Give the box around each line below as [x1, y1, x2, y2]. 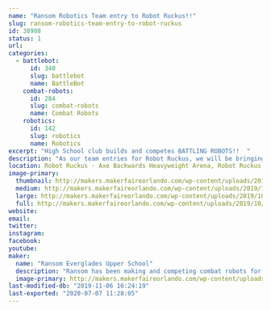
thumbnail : [15, 177, 52, 186]
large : [15, 191, 38, 200]
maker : [8, 252, 31, 260]
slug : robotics [29, 132, 81, 140]
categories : [8, 49, 48, 57]
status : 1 [8, 34, 42, 43]
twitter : [8, 222, 38, 230]
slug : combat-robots [29, 102, 99, 110]
